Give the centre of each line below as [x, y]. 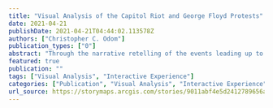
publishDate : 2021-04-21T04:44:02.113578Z [81, 31]
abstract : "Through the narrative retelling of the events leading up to [136, 54]
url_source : [28, 91]
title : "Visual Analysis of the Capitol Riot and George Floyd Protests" [136, 16]
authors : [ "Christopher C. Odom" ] [67, 39]
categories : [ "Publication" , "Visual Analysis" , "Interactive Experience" [138, 84]
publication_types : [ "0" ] [52, 46]
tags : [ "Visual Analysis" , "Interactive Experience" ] [102, 76]
